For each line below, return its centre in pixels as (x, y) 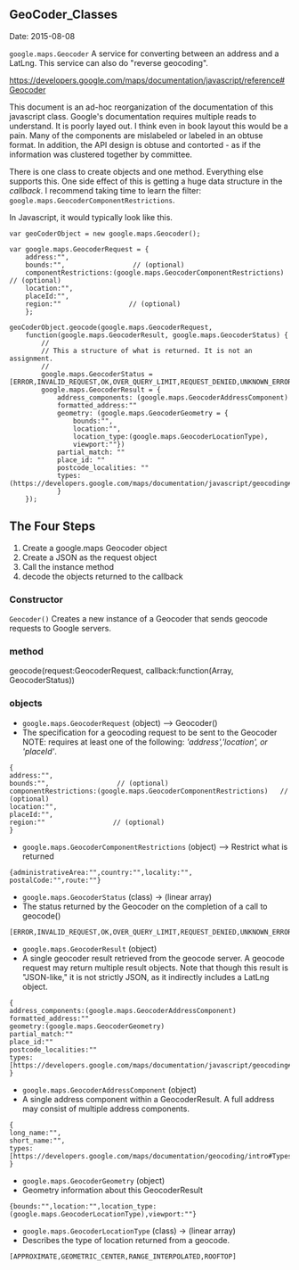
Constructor (36, 599)
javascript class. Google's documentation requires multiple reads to (133, 116)
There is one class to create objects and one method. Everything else (137, 171)
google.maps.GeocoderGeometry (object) (93, 1180)
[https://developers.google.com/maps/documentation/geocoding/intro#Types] (153, 1156)
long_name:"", (36, 1133)
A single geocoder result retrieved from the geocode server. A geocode (153, 958)
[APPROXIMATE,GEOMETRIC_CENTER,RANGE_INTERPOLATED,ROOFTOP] (123, 1257)
